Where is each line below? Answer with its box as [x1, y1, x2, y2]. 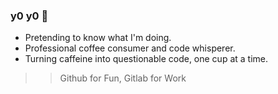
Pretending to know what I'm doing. [24, 32, 172, 44]
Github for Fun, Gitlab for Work [59, 72, 187, 84]
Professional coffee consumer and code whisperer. [24, 42, 236, 54]
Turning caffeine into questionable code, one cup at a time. [24, 53, 269, 65]
